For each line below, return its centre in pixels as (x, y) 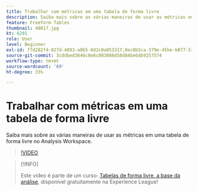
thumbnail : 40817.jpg (33, 28)
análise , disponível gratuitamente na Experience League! (89, 182)
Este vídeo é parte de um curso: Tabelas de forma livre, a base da (100, 176)
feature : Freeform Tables (38, 22)
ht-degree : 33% (25, 72)
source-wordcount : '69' (35, 66)
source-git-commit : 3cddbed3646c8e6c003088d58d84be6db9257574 (84, 55)
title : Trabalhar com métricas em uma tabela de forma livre (83, 11)
